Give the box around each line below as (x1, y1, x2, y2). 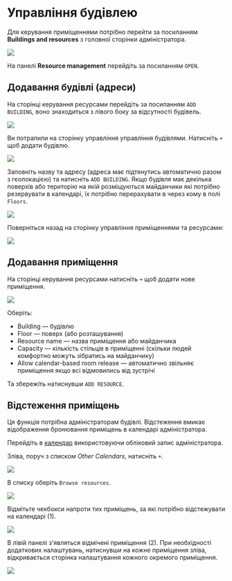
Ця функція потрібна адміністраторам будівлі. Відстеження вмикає (7, 418, 206, 427)
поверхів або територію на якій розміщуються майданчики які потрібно (7, 182, 220, 190)
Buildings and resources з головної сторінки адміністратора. (7, 35, 187, 43)
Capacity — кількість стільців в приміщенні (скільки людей (17, 344, 192, 352)
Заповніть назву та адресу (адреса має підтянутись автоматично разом (7, 168, 222, 176)
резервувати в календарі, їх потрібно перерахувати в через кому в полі (7, 189, 220, 198)
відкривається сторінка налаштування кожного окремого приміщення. (7, 553, 218, 562)
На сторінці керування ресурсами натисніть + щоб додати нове (7, 275, 195, 283)
